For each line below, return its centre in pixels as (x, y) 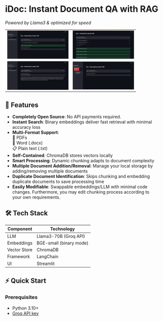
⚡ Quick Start (26, 281)
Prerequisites (21, 297)
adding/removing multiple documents (50, 171)
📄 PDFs (20, 138)
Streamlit (46, 263)
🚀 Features (22, 105)
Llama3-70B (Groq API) (61, 236)
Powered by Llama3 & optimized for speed (48, 23)
